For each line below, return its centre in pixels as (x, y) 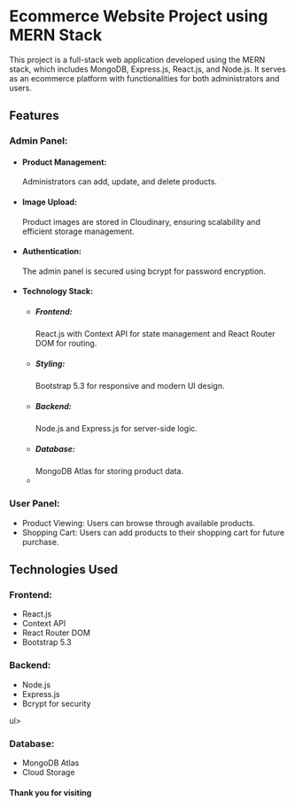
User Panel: (35, 504)
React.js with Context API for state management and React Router (155, 334)
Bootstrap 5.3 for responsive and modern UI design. (130, 386)
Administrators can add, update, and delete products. (120, 182)
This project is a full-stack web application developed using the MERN (137, 59)
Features (34, 116)
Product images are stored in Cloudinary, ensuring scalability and (141, 221)
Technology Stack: (58, 291)
